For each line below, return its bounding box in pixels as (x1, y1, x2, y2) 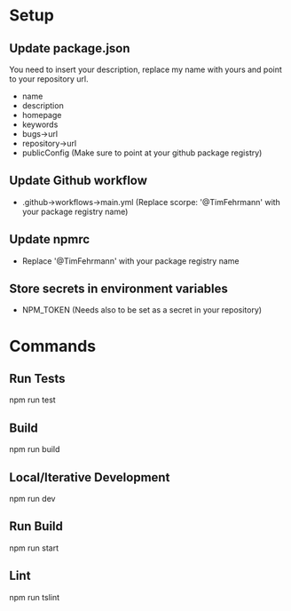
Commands (9, 336, 97, 356)
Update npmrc (9, 232, 90, 247)
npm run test (9, 394, 56, 405)
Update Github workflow (9, 173, 148, 188)
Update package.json (9, 41, 130, 56)
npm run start (9, 543, 59, 553)
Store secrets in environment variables (9, 282, 229, 297)
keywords (21, 119, 59, 130)
